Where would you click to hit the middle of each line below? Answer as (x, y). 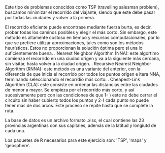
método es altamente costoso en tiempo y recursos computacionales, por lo (82, 37)
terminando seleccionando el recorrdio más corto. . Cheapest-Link (73, 79)
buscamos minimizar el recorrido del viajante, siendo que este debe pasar (80, 12)
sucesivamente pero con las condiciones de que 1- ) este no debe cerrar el (81, 95)
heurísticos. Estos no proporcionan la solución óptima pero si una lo (74, 48)
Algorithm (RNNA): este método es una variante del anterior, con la (73, 69)
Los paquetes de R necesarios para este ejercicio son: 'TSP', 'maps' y (76, 140)
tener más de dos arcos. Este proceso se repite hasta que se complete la (79, 106)
